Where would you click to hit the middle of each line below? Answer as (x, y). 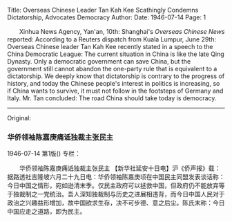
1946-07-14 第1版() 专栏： (44, 154)
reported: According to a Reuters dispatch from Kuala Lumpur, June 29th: (112, 39)
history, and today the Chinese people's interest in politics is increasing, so (114, 83)
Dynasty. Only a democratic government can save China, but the (99, 61)
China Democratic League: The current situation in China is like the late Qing (116, 54)
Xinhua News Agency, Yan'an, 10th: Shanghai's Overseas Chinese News (122, 31)
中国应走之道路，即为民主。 (47, 212)
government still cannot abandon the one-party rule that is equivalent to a (112, 69)
